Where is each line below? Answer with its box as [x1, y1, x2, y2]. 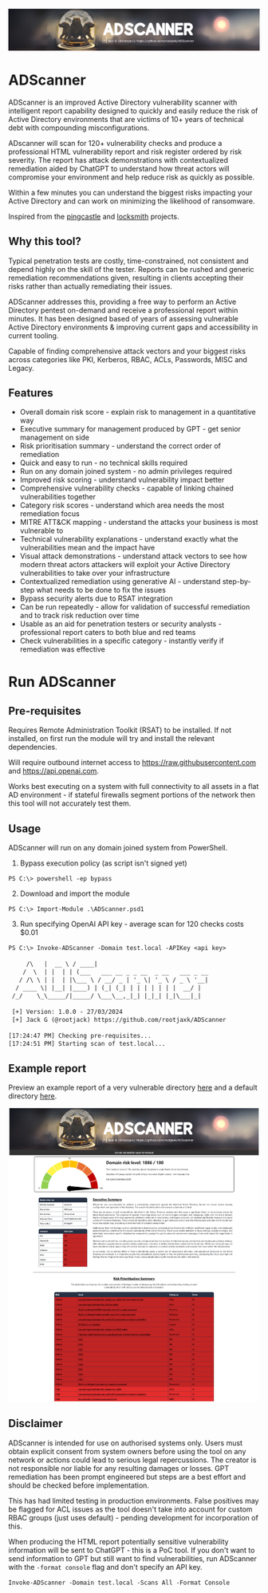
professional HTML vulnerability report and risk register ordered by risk [8, 147, 242, 156]
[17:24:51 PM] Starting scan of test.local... [8, 1040, 166, 1048]
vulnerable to [19, 526, 64, 535]
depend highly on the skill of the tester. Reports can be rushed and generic [8, 264, 254, 274]
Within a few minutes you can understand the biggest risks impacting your [8, 187, 253, 197]
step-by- [222, 577, 251, 586]
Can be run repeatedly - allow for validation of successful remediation [19, 602, 250, 612]
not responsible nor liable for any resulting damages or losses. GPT [8, 1463, 230, 1473]
